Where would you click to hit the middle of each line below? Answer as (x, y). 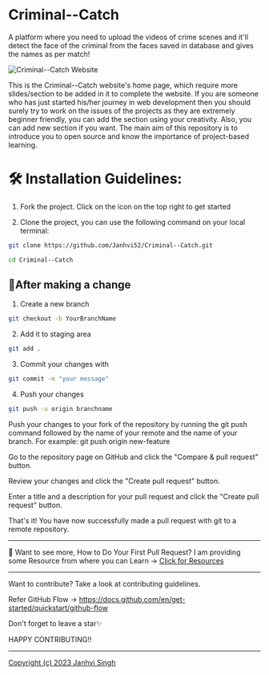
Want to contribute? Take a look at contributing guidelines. (104, 584)
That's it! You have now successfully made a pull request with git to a (122, 520)
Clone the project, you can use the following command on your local (132, 222)
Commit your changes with (64, 364)
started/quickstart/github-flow (58, 608)
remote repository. (39, 529)
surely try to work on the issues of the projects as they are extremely (122, 111)
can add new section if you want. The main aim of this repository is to (123, 128)
